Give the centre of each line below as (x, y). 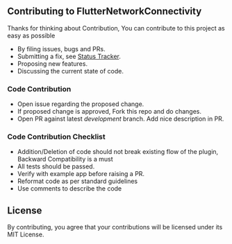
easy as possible (31, 35)
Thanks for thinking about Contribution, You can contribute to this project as (116, 28)
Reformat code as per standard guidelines (77, 181)
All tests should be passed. (56, 166)
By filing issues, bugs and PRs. (61, 49)
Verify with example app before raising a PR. (81, 174)
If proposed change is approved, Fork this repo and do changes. (109, 112)
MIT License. (26, 234)
